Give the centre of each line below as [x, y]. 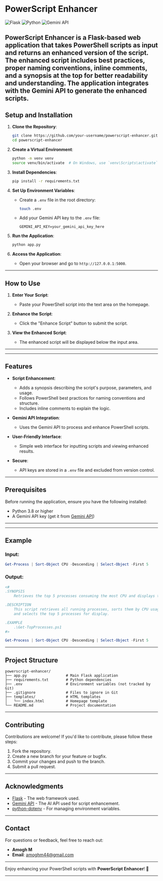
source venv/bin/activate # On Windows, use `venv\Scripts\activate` [85, 163]
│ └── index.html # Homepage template [56, 701]
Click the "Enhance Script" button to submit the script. [73, 323]
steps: [11, 741]
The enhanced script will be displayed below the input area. [79, 342]
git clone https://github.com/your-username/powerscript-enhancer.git [85, 136]
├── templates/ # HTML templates [53, 697]
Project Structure [32, 660]
